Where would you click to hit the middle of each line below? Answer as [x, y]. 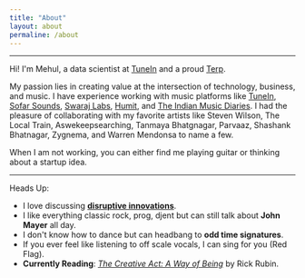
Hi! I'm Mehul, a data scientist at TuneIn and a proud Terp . [118, 69]
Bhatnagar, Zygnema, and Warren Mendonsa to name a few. [122, 135]
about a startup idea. [49, 162]
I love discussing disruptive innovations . [99, 206]
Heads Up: [30, 188]
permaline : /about [44, 35]
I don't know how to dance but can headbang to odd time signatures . [153, 235]
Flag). [34, 254]
